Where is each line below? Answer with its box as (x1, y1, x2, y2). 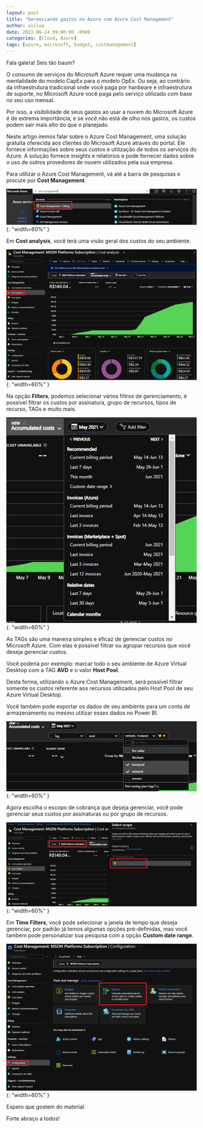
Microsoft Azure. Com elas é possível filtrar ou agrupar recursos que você (6, 642, 191, 649)
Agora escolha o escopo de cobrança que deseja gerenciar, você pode (6, 804, 183, 811)
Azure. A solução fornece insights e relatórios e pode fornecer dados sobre (6, 152, 195, 159)
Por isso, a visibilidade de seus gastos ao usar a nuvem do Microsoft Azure (6, 108, 193, 115)
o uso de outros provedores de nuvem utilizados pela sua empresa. (6, 159, 174, 166)
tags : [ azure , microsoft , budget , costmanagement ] (6, 42, 137, 48)
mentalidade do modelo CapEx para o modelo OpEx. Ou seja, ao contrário (6, 78, 190, 84)
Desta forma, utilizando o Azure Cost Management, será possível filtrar (6, 678, 183, 685)
